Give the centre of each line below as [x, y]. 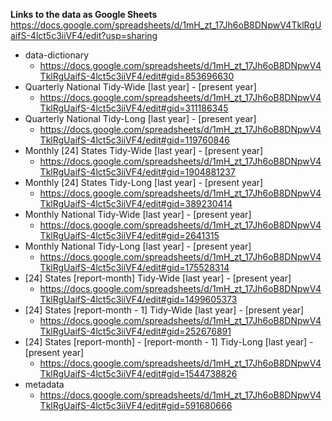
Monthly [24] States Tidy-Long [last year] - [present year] [144, 182]
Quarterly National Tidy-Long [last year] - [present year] [140, 118]
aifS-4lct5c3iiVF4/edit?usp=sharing [84, 35]
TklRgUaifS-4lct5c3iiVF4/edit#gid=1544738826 [138, 373]
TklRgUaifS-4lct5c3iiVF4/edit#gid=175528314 [134, 267]
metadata [44, 384]
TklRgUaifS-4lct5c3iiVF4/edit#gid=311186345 [134, 108]
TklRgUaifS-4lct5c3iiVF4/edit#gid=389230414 [136, 203]
